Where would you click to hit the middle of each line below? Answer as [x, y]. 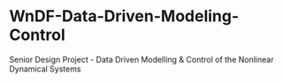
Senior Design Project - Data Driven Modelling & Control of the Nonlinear [141, 59]
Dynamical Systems [45, 69]
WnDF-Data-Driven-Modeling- [124, 16]
